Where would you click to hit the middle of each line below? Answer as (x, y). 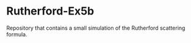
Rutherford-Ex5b (50, 11)
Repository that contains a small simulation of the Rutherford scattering (96, 28)
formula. (17, 34)
